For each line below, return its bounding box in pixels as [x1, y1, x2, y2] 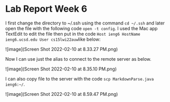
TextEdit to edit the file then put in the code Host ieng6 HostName [5, 31, 140, 37]
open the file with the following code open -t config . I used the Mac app [5, 25, 158, 31]
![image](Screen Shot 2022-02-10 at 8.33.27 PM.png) [5, 46, 118, 52]
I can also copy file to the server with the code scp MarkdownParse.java [5, 75, 154, 82]
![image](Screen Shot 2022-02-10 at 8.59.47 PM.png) [5, 91, 118, 97]
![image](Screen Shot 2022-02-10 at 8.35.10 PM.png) [5, 66, 117, 72]
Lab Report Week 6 [5, 3, 88, 15]
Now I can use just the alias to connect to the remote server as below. [5, 56, 152, 62]
